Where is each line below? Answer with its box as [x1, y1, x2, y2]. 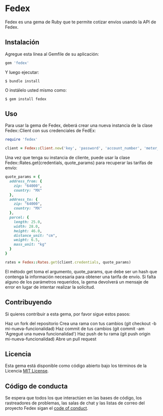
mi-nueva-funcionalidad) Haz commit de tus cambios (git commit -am [5, 326, 145, 332]
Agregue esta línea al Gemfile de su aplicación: [5, 51, 99, 57]
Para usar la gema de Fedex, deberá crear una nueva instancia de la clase [5, 122, 153, 129]
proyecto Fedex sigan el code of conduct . [5, 405, 88, 411]
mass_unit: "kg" [14, 242, 47, 247]
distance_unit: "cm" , [14, 233, 57, 238]
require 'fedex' [5, 137, 38, 142]
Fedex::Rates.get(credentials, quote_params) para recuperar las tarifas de [5, 160, 153, 166]
